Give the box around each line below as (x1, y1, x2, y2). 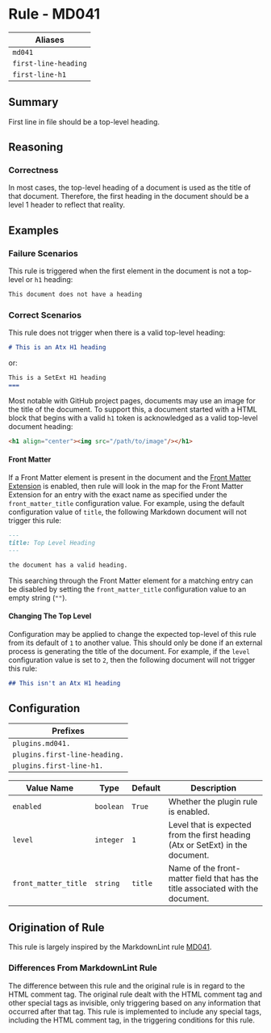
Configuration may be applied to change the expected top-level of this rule (8, 629, 256, 639)
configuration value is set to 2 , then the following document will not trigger (8, 655, 256, 664)
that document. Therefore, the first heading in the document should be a (8, 192, 249, 201)
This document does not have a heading (8, 290, 143, 299)
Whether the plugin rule (168, 796, 258, 807)
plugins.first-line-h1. (12, 761, 104, 770)
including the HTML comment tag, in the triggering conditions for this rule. (8, 1015, 256, 1025)
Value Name (25, 782, 74, 794)
